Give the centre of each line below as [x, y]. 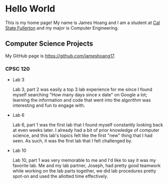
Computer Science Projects [49, 44]
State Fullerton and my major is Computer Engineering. [62, 28]
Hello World [30, 9]
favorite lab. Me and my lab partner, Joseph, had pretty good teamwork [87, 165]
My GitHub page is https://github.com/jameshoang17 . [60, 56]
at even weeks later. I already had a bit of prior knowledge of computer [86, 130]
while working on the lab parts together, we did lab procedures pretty [84, 171]
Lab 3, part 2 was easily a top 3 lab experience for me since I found [82, 89]
